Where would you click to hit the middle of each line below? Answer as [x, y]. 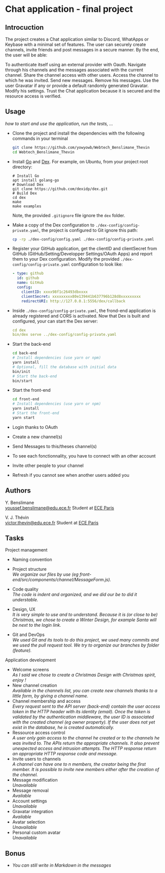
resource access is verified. [33, 96]
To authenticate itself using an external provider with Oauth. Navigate [76, 65]
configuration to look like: [97, 264]
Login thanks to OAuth [35, 427]
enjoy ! [19, 680]
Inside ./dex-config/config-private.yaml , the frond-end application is [84, 311]
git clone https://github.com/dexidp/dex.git [60, 189]
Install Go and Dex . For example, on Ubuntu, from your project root [80, 161]
